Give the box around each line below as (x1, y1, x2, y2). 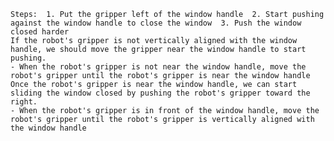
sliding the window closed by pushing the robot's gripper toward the (10, 88, 311, 98)
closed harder (10, 27, 70, 37)
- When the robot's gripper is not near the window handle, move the (10, 62, 307, 72)
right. (10, 97, 38, 107)
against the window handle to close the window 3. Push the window (10, 18, 302, 28)
